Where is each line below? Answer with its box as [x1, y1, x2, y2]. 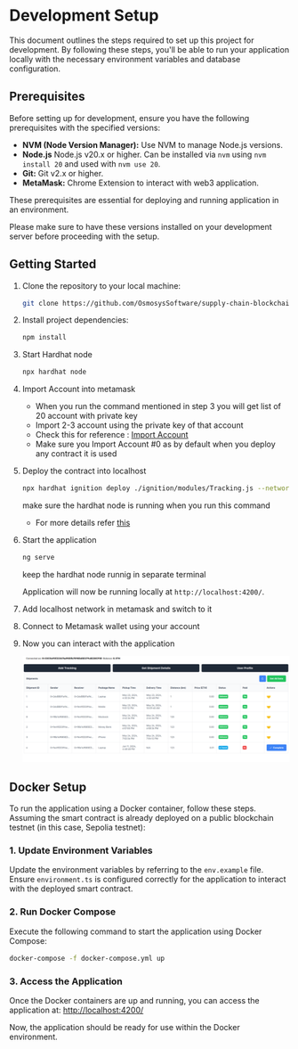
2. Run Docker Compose [9, 906, 117, 918]
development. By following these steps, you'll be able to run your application [9, 44, 290, 54]
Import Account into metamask [21, 384, 136, 395]
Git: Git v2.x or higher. [21, 168, 104, 178]
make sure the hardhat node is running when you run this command [21, 500, 271, 511]
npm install [21, 333, 67, 342]
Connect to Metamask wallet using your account [21, 620, 200, 631]
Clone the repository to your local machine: [21, 280, 181, 291]
